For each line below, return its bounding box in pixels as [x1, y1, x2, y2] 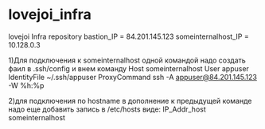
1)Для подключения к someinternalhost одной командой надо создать [8, 55, 247, 65]
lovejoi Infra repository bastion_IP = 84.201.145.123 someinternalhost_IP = [8, 32, 249, 41]
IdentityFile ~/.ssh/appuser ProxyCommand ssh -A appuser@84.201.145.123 [8, 72, 257, 82]
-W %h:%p [8, 81, 45, 90]
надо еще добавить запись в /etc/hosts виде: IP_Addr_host [8, 104, 206, 114]
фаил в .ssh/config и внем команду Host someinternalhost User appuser [8, 63, 249, 73]
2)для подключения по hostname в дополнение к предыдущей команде [8, 96, 252, 105]
